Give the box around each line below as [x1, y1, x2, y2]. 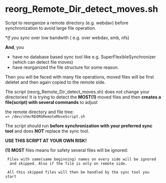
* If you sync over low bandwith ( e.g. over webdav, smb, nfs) [5, 35, 130, 41]
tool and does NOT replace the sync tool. [5, 128, 90, 134]
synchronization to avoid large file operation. [5, 25, 97, 31]
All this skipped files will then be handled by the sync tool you [7, 170, 150, 175]
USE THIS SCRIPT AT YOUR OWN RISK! [5, 137, 87, 143]
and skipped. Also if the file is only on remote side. [9, 161, 127, 166]
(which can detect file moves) [12, 59, 73, 65]
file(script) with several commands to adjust [5, 99, 98, 105]
